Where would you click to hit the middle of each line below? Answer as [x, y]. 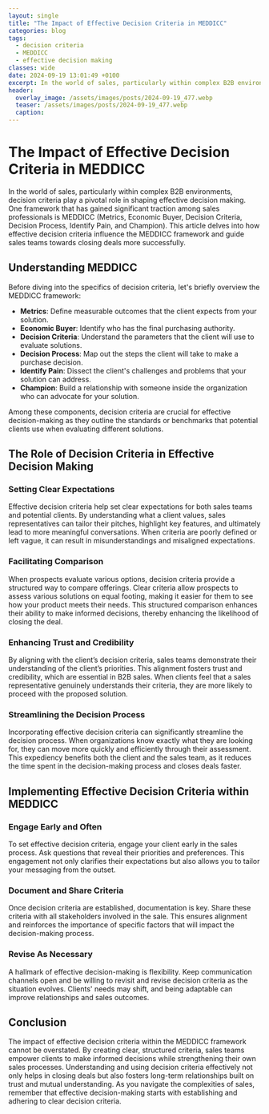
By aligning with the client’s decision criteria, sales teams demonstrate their [132, 660]
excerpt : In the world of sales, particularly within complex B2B [121, 83]
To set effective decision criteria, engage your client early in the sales [123, 844]
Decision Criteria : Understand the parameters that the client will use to [137, 337]
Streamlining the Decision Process [77, 714]
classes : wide [32, 68]
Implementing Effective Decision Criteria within [129, 791]
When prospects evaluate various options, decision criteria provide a [122, 579]
